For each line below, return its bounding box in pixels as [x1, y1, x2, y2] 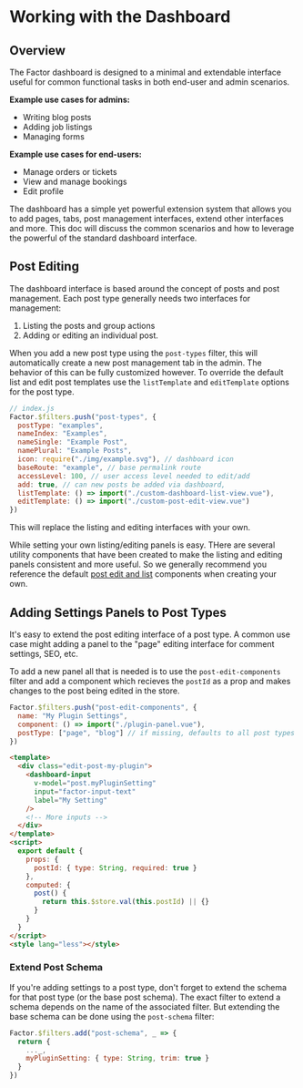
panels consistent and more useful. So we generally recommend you [9, 559, 267, 570]
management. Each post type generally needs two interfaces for [9, 293, 251, 303]
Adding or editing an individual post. [22, 330, 159, 341]
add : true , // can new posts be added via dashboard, [17, 480, 226, 489]
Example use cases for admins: [9, 94, 130, 105]
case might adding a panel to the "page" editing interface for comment [9, 639, 275, 649]
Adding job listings [22, 121, 93, 132]
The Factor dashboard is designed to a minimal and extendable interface [9, 67, 282, 77]
